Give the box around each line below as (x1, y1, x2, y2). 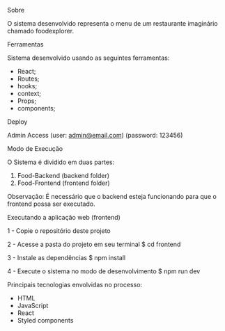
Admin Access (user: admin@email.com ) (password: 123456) (7, 131, 183, 139)
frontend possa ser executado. (7, 200, 95, 208)
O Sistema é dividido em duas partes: (7, 158, 115, 166)
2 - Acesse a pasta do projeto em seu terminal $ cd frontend (7, 240, 181, 248)
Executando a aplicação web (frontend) (7, 213, 121, 221)
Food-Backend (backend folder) (17, 172, 110, 179)
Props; (17, 97, 37, 105)
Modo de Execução (7, 145, 63, 152)
